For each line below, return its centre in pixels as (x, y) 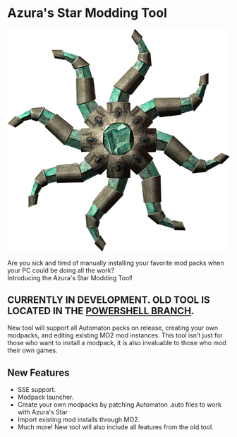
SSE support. (37, 390)
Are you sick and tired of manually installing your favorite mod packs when (116, 263)
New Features (38, 372)
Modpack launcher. (45, 397)
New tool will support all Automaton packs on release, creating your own (113, 328)
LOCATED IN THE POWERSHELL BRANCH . (101, 311)
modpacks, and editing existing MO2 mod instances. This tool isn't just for (115, 335)
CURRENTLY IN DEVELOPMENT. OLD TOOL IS (109, 300)
